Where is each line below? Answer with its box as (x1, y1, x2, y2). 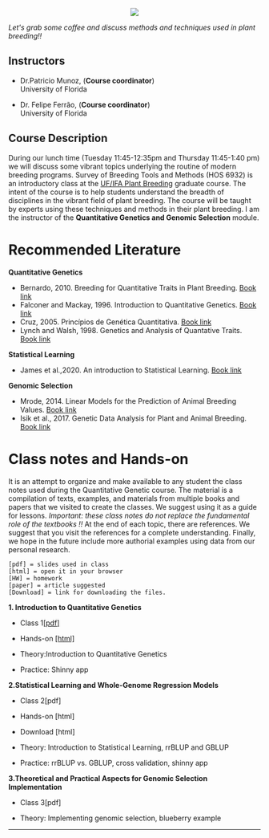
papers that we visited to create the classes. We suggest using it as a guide (8, 502, 258, 511)
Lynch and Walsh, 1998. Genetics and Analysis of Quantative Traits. (19, 325, 243, 335)
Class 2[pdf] (19, 695, 62, 706)
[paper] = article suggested (8, 581, 106, 589)
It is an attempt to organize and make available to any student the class (8, 476, 243, 486)
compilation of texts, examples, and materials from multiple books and (8, 494, 240, 503)
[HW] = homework (8, 574, 62, 582)
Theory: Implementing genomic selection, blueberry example (19, 813, 222, 823)
